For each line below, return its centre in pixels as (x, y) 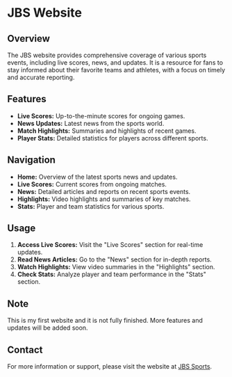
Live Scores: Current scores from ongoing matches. (92, 184)
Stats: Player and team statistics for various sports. (91, 206)
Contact (25, 350)
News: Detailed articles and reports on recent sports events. (104, 191)
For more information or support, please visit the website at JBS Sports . (110, 367)
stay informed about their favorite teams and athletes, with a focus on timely (116, 70)
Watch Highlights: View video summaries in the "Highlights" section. (116, 267)
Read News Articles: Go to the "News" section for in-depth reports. (114, 259)
